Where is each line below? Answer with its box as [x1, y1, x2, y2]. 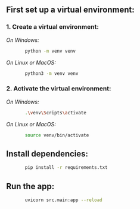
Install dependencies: [6, 149, 88, 159]
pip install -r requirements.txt [24, 165, 108, 171]
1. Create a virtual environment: [6, 23, 99, 31]
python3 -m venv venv [24, 70, 79, 77]
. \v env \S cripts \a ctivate [24, 110, 86, 116]
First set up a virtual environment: [6, 5, 135, 15]
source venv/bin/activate [24, 132, 89, 138]
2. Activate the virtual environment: [6, 84, 111, 93]
